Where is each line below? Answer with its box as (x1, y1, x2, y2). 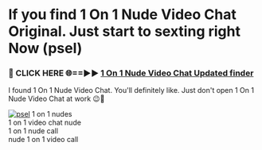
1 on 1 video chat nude (8, 117, 82, 128)
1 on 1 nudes (31, 110, 72, 119)
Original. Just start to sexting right (8, 22, 241, 40)
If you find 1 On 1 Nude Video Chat (8, 6, 237, 24)
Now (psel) (8, 40, 83, 57)
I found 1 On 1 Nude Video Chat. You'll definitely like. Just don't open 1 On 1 (8, 86, 255, 95)
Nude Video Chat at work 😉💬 (8, 94, 105, 104)
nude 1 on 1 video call (8, 135, 79, 144)
